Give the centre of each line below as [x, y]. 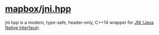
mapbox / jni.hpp [38, 9]
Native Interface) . [23, 27]
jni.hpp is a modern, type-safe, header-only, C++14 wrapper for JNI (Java [79, 22]
